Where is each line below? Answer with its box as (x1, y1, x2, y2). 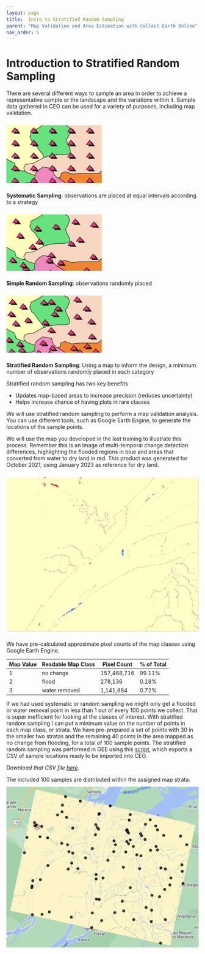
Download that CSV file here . (6, 764, 80, 771)
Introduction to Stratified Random (6, 56, 180, 70)
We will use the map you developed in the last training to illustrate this (6, 435, 182, 442)
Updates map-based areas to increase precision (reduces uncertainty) (15, 392, 193, 399)
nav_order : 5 (6, 29, 40, 36)
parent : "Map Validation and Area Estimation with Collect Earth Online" (6, 23, 198, 29)
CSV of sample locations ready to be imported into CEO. (6, 752, 148, 760)
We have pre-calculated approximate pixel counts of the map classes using (6, 640, 195, 648)
